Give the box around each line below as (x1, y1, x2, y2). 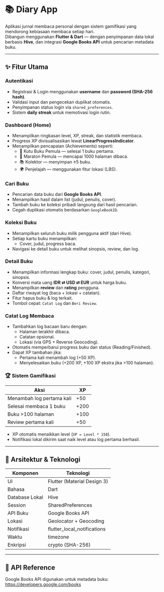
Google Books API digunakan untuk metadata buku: (5, 576, 109, 582)
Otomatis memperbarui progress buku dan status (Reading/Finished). (12, 344, 152, 350)
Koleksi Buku (5, 219, 37, 226)
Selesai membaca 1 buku (7, 403, 66, 410)
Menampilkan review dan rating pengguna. (12, 284, 100, 291)
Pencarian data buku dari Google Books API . (12, 191, 102, 197)
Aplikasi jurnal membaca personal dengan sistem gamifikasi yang (5, 23, 137, 29)
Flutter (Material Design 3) (48, 478, 108, 485)
